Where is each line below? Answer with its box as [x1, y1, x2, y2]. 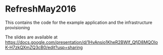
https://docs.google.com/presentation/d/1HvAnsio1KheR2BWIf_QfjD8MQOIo [5, 39, 158, 45]
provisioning [5, 24, 30, 30]
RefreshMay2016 [5, 3, 76, 15]
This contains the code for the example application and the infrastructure [5, 19, 153, 25]
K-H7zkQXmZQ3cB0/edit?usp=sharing [5, 44, 83, 50]
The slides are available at [5, 34, 58, 40]
